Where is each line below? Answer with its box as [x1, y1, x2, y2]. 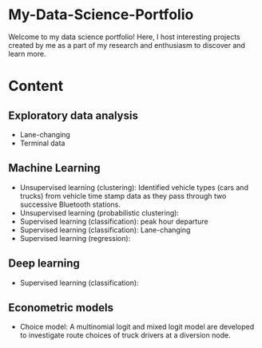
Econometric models [8, 301, 114, 314]
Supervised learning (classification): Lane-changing [19, 225, 191, 235]
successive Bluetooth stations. [19, 200, 121, 209]
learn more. [8, 49, 46, 58]
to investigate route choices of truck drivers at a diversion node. [19, 330, 231, 340]
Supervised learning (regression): [19, 233, 131, 243]
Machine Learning [8, 161, 101, 175]
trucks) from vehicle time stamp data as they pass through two [19, 191, 227, 200]
